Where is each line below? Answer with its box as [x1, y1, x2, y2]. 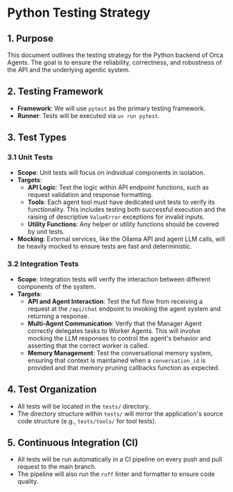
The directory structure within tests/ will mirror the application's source [17, 409, 223, 418]
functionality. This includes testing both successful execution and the [27, 205, 226, 213]
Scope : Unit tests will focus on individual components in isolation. [17, 168, 205, 176]
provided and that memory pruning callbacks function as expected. [27, 363, 220, 372]
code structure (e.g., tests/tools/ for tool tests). [17, 416, 157, 425]
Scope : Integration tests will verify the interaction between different [17, 275, 211, 283]
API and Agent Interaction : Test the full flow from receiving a [27, 297, 203, 305]
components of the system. [17, 282, 96, 291]
